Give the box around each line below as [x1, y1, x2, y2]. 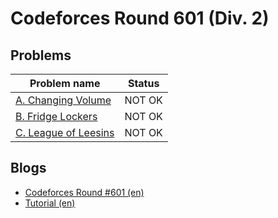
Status [127, 77, 160, 90]
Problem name [29, 77, 101, 90]
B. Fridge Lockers [15, 110, 98, 123]
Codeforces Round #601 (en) [24, 186, 145, 198]
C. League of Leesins [15, 126, 115, 139]
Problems [10, 47, 72, 64]
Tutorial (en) [24, 197, 76, 209]
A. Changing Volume [15, 93, 112, 107]
